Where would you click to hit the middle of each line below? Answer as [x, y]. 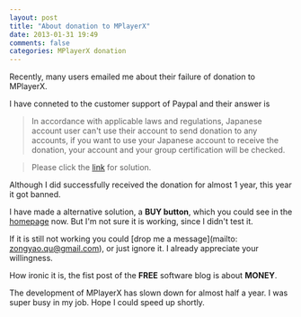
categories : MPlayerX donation [68, 51]
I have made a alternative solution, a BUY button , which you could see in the [151, 212]
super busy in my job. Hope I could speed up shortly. [107, 303]
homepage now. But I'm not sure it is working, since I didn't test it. [131, 222]
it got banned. [35, 195]
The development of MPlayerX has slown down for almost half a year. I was [149, 293]
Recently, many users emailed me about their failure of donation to [133, 77]
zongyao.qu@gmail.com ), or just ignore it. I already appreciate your [134, 249]
